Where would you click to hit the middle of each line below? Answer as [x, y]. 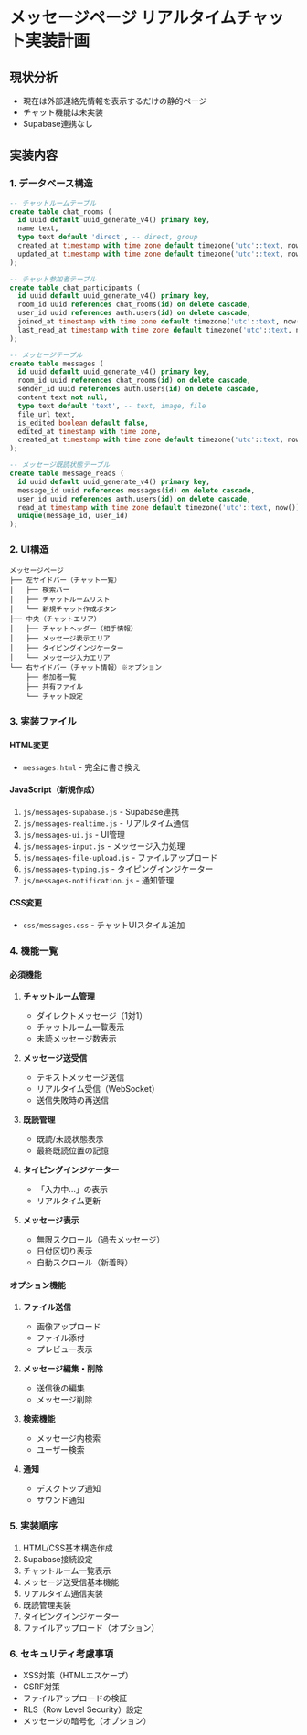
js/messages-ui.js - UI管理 [74, 834]
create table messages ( [57, 364]
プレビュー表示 [64, 1349]
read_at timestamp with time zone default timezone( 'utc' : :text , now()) [159, 507]
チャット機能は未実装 [63, 112]
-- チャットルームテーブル [53, 203]
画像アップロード [69, 1327]
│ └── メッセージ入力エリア [60, 658]
